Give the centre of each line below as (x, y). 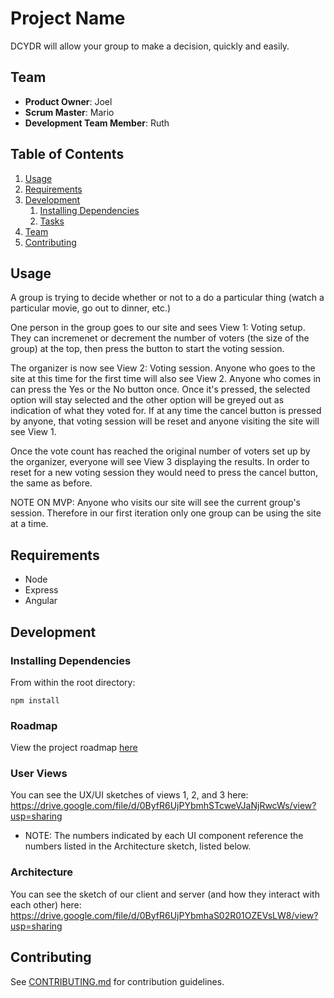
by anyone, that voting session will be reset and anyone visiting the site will (165, 421)
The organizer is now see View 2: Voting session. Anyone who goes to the (163, 368)
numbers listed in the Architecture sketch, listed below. (138, 846)
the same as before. (51, 483)
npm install (35, 700)
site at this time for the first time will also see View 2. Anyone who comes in (166, 379)
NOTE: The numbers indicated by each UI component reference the (164, 836)
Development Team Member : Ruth (97, 123)
